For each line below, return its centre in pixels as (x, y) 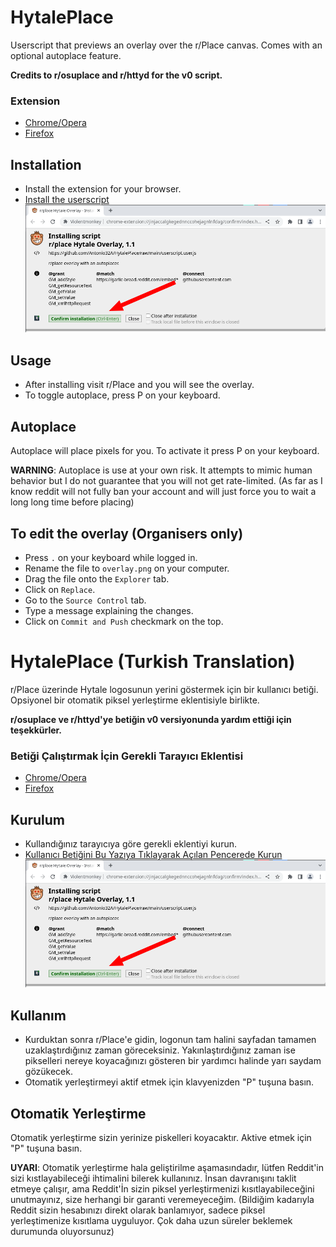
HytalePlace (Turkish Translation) (153, 662)
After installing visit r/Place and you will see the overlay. (139, 385)
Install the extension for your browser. (103, 189)
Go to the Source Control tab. (85, 600)
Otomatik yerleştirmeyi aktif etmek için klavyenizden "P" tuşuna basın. (169, 1082)
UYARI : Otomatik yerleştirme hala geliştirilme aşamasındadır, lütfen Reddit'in (167, 1168)
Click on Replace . (60, 589)
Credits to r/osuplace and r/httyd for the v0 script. (116, 75)
